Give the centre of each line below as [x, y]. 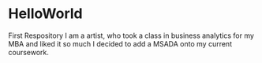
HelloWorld [45, 14]
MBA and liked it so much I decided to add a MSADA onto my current [120, 43]
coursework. [29, 52]
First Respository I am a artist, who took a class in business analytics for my [131, 35]
